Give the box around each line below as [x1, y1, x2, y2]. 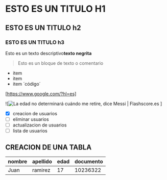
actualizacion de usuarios [12, 122, 67, 128]
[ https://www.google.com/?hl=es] [5, 90, 77, 97]
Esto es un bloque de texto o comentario [17, 60, 104, 66]
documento [74, 158, 103, 165]
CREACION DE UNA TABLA [5, 143, 92, 151]
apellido [32, 158, 52, 165]
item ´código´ [12, 81, 41, 87]
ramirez [32, 166, 51, 173]
